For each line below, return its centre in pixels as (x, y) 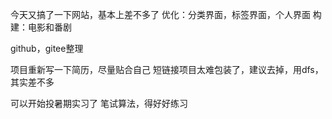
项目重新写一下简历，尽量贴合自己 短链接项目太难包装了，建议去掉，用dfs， (167, 69)
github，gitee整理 (47, 48)
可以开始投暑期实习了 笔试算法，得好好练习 (99, 103)
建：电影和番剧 (41, 27)
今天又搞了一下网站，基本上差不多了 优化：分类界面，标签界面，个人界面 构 (166, 14)
